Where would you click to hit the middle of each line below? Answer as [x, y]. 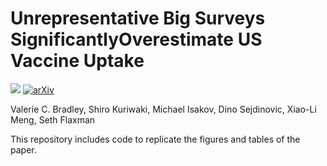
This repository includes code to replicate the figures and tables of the [155, 139]
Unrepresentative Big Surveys [138, 18]
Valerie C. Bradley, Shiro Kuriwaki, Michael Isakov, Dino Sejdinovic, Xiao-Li [163, 109]
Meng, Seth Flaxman [53, 119]
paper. [23, 149]
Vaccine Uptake [77, 61]
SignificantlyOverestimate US [136, 39]
